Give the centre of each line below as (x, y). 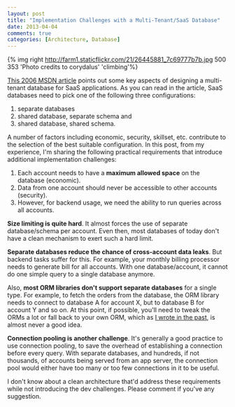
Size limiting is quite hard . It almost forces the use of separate (98, 223)
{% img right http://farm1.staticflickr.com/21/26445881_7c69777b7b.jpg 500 (117, 59)
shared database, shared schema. (66, 124)
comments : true (29, 33)
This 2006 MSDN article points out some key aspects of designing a (106, 80)
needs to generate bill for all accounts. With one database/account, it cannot (117, 267)
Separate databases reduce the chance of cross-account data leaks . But (115, 252)
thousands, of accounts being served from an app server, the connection (113, 361)
